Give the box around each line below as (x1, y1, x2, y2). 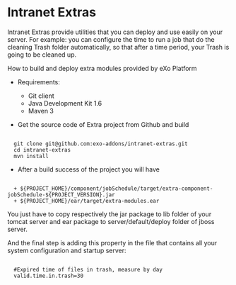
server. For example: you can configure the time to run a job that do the (7, 35, 215, 43)
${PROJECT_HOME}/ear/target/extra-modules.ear (20, 197, 160, 204)
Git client (28, 91, 54, 100)
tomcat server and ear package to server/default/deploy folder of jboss (7, 217, 215, 225)
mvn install (13, 152, 49, 160)
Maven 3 (28, 106, 54, 115)
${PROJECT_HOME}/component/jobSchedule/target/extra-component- (20, 185, 213, 192)
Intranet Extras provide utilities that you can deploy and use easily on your (7, 28, 223, 36)
